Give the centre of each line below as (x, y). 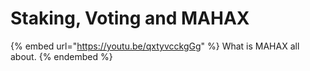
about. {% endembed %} (61, 56)
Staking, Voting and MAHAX (130, 18)
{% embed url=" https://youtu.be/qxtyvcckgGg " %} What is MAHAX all (155, 46)
